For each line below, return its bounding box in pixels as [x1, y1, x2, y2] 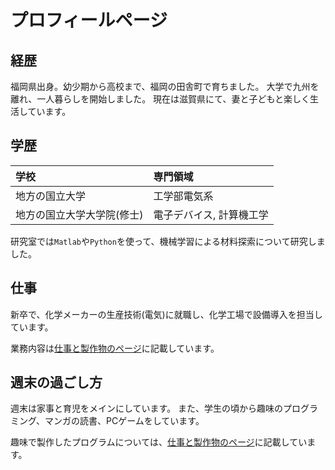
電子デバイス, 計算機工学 [153, 207, 269, 221]
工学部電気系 [153, 189, 214, 203]
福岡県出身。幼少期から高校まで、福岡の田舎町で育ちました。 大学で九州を [10, 81, 320, 92]
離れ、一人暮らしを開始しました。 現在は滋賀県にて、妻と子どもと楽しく [10, 93, 311, 105]
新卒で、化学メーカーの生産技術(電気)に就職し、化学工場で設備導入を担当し [10, 308, 323, 320]
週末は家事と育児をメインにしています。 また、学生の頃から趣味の [10, 402, 284, 415]
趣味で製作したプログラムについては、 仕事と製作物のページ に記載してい [10, 436, 308, 448]
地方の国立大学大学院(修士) [15, 207, 144, 221]
